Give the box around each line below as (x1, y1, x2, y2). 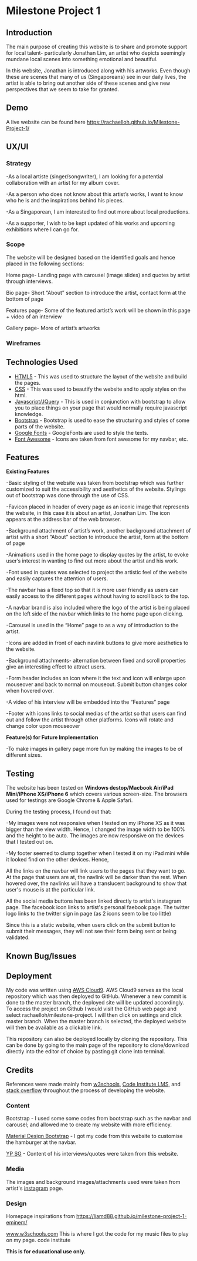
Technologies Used (6, 357, 78, 367)
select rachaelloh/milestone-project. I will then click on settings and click (6, 1012, 182, 1019)
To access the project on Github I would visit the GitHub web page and (6, 1005, 177, 1013)
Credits (6, 1065, 34, 1075)
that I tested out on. (6, 839, 53, 846)
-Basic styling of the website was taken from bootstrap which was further (6, 480, 184, 487)
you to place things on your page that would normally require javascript (14, 404, 188, 411)
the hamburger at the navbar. (6, 1139, 77, 1146)
